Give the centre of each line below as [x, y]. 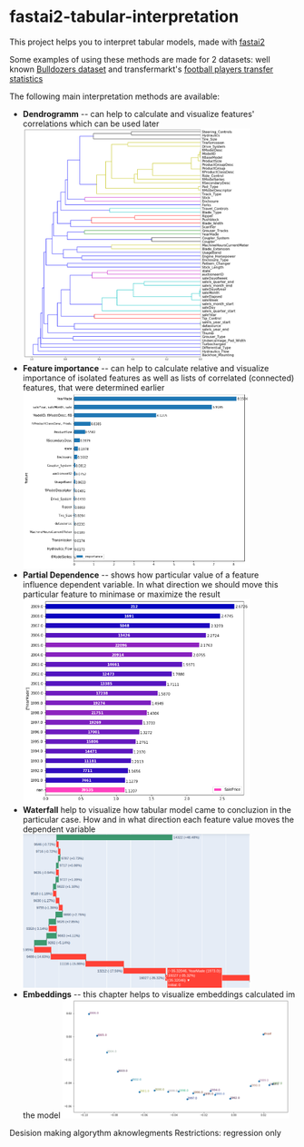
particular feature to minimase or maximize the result [121, 594]
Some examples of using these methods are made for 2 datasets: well [140, 59]
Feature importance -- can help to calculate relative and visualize [146, 368]
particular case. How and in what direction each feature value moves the [158, 819]
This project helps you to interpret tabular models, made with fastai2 [137, 42]
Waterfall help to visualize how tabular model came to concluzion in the [157, 809]
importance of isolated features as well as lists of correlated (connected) [158, 378]
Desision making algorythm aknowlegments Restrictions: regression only [145, 1133]
